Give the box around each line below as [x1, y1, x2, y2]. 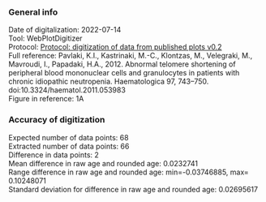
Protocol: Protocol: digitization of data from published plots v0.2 [8, 42, 222, 52]
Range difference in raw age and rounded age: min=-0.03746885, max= [8, 167, 249, 177]
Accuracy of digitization [8, 114, 105, 126]
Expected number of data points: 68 [8, 132, 129, 142]
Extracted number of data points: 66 [8, 141, 130, 151]
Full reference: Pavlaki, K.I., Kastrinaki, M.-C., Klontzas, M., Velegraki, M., [8, 51, 253, 61]
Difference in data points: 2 [8, 149, 100, 160]
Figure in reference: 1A [8, 94, 84, 104]
